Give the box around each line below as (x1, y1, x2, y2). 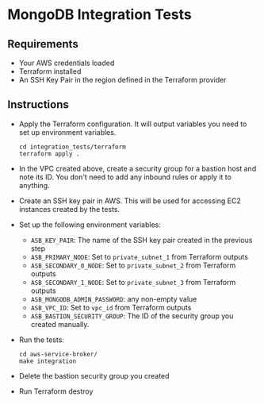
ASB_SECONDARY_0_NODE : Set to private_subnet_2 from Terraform (30, 260, 236, 270)
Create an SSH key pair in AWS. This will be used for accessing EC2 (18, 196, 241, 206)
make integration (18, 357, 77, 365)
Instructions (7, 98, 69, 112)
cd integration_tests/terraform (18, 143, 126, 151)
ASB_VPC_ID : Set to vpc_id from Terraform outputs (30, 302, 192, 312)
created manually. (30, 319, 90, 329)
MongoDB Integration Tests (7, 6, 192, 24)
